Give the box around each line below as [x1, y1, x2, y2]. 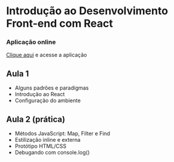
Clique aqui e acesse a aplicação [6, 52, 88, 59]
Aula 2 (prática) [6, 114, 66, 124]
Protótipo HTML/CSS [14, 142, 67, 150]
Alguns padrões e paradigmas [14, 84, 89, 91]
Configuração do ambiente [14, 97, 81, 104]
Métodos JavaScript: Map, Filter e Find [14, 130, 110, 137]
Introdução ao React [14, 91, 65, 98]
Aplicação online [6, 38, 56, 46]
